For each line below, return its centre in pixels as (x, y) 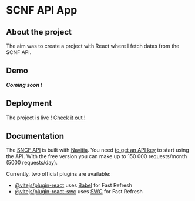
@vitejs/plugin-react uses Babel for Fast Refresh (73, 185)
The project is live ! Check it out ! (46, 118)
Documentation (35, 136)
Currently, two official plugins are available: (58, 174)
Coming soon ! (24, 85)
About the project (39, 32)
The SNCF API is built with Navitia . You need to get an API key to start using (97, 150)
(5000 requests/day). (32, 163)
